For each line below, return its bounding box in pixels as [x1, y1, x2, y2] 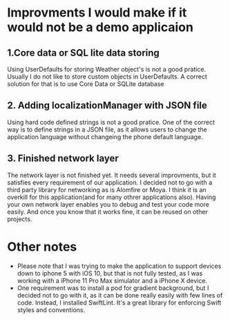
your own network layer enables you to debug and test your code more [7, 200, 209, 208]
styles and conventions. [17, 305, 86, 314]
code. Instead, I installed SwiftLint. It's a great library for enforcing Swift [17, 298, 222, 307]
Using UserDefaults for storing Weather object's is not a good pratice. [7, 65, 206, 73]
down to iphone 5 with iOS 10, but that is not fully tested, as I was [17, 269, 203, 277]
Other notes [7, 239, 77, 254]
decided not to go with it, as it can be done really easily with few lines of [17, 291, 223, 299]
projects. [7, 215, 32, 223]
